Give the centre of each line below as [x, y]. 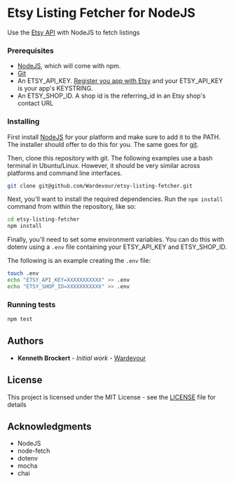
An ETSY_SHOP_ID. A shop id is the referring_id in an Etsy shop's [111, 96]
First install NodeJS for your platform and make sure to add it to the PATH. [114, 137]
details [17, 404]
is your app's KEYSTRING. [55, 89]
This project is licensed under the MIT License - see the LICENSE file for [111, 397]
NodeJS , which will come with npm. [69, 66]
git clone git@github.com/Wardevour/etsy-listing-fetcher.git [100, 186]
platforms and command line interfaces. [65, 173]
